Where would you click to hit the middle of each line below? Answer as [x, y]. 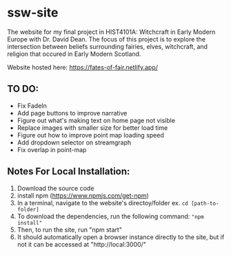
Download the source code [56, 188]
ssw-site [33, 13]
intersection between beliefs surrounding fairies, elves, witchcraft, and [108, 46]
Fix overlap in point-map [52, 149]
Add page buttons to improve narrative [72, 113]
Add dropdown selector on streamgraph [74, 142]
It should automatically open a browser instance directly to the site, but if [121, 237]
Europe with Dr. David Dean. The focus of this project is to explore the [106, 39]
